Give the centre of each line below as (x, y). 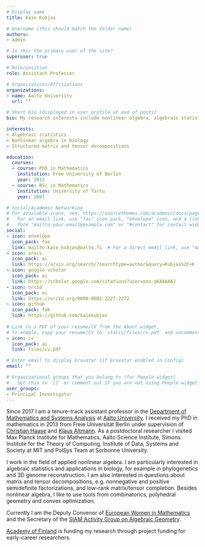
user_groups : (23, 388)
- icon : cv (20, 338)
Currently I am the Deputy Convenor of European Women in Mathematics (98, 513)
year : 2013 (31, 180)
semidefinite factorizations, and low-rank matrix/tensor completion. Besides (102, 488)
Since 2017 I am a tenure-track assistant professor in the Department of (96, 412)
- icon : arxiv (24, 253)
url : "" (22, 101)
